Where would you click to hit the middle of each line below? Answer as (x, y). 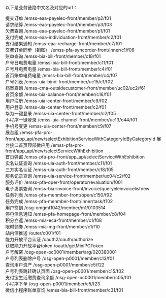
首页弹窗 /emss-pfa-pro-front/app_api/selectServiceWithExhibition (75, 157)
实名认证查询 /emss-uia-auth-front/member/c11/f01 (59, 163)
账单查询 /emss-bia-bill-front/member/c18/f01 (53, 56)
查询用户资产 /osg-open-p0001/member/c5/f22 (55, 265)
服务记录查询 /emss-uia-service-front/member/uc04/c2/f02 (68, 176)
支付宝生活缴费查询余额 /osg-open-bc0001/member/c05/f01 (68, 277)
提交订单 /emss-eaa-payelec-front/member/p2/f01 (58, 18)
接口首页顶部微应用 (29, 145)
